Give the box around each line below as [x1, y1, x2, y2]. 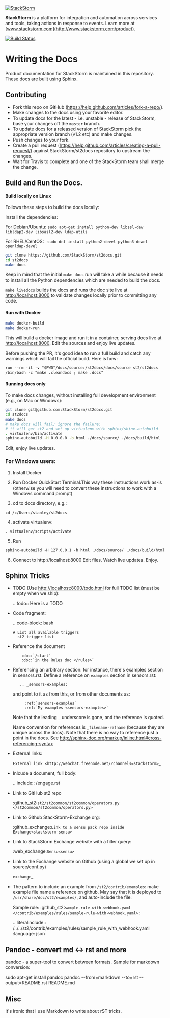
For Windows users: [5, 458, 56, 465]
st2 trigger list [17, 634, 54, 640]
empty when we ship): [12, 590, 60, 596]
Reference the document [12, 643, 65, 650]
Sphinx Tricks [5, 571, 50, 580]
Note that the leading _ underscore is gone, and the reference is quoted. [12, 714, 164, 721]
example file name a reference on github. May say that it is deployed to [12, 889, 162, 895]
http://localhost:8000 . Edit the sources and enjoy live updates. [5, 340, 136, 346]
